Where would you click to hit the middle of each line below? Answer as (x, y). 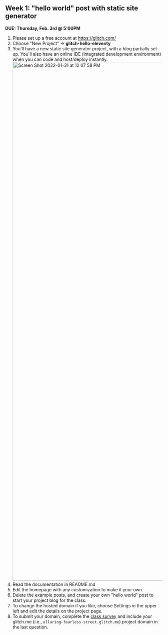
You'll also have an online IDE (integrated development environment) (91, 54)
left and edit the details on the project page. (57, 611)
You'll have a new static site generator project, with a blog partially (81, 48)
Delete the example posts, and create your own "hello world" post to (83, 595)
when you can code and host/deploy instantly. (60, 59)
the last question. (30, 627)
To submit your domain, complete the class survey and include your (82, 616)
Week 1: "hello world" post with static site (72, 8)
